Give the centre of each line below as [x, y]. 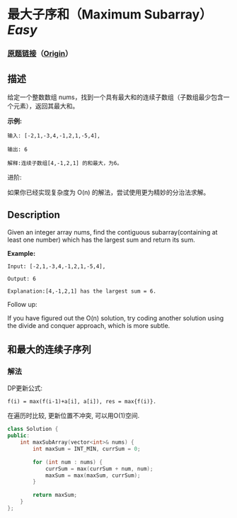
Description [34, 215]
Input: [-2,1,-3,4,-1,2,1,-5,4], [57, 266]
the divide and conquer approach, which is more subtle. [89, 325]
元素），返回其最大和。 [46, 106]
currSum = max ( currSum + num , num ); [99, 468]
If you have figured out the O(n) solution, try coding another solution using [116, 318]
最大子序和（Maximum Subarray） [110, 15]
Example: [22, 253]
